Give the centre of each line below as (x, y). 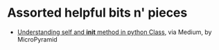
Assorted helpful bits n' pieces (97, 13)
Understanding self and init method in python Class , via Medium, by (114, 32)
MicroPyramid (37, 39)
